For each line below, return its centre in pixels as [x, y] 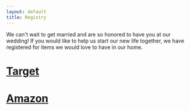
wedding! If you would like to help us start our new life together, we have [95, 41]
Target [23, 71]
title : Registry [26, 17]
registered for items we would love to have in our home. [74, 47]
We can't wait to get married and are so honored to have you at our [88, 34]
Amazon [27, 98]
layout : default [26, 12]
